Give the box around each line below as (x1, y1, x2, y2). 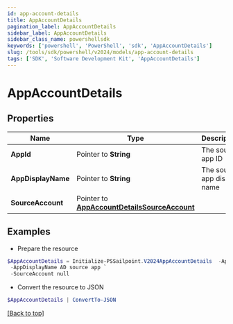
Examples (7, 226, 51, 238)
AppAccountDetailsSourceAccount (76, 202, 196, 212)
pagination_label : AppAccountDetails (7, 23, 116, 30)
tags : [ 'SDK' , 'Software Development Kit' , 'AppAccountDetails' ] (7, 56, 200, 62)
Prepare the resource (17, 244, 78, 253)
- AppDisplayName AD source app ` (10, 264, 107, 271)
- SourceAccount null (10, 271, 70, 278)
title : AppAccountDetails (7, 17, 82, 24)
